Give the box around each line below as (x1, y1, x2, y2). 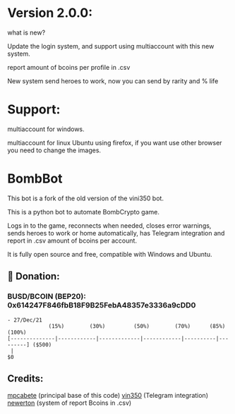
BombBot (7, 171, 63, 187)
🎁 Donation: (7, 270, 60, 283)
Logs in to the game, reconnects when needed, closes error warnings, (7, 221, 212, 230)
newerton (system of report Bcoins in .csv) (7, 398, 132, 407)
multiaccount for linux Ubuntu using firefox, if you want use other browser (7, 138, 222, 147)
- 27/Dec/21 (7, 316, 42, 324)
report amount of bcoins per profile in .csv (7, 63, 131, 71)
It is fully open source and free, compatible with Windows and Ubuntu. (7, 250, 212, 258)
